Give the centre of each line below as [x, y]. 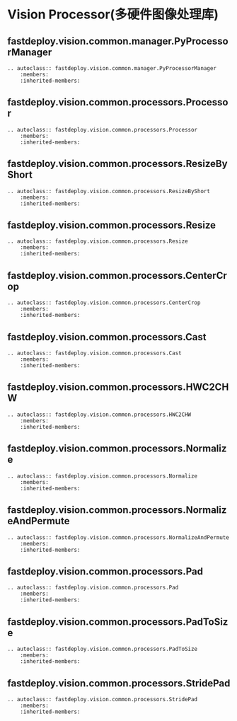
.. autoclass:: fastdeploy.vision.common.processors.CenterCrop [104, 303]
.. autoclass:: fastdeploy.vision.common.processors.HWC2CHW [99, 415]
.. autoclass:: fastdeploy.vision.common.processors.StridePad [103, 699]
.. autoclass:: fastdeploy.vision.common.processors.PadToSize [103, 649]
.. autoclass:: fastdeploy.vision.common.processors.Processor [103, 129]
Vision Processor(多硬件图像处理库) [113, 15]
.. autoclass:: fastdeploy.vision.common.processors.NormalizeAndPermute [118, 537]
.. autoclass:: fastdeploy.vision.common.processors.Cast [94, 353]
